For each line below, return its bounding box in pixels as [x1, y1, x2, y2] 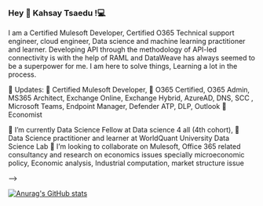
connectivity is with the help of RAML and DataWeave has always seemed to [8, 53, 255, 63]
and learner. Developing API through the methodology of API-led [8, 45, 217, 54]
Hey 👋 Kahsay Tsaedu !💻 [8, 7, 106, 18]
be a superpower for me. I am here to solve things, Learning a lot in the [8, 62, 238, 71]
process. [8, 70, 37, 79]
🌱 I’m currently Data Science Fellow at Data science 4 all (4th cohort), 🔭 [8, 125, 240, 135]
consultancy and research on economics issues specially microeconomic [8, 150, 245, 160]
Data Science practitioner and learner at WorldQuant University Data [8, 133, 230, 143]
